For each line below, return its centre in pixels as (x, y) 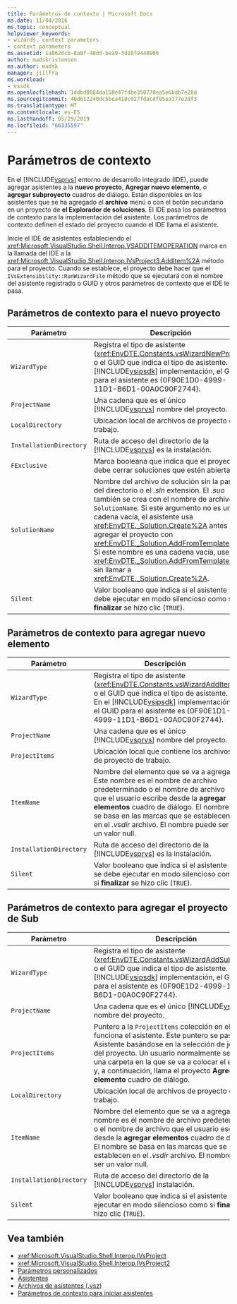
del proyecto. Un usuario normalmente (157, 1053)
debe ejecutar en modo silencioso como (160, 599)
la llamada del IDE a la (39, 253)
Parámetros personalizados (57, 1270)
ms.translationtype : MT (42, 106)
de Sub (23, 919)
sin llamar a (113, 570)
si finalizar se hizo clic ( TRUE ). (143, 883)
